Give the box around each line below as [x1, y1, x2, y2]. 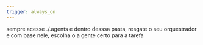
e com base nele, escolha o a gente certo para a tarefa [6, 31, 144, 39]
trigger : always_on [6, 8, 56, 15]
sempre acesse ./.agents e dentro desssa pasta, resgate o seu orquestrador [6, 25, 197, 32]
